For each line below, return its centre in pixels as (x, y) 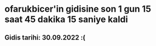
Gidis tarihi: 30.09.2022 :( (45, 37)
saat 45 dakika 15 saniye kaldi (66, 19)
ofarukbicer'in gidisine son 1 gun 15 (78, 9)
